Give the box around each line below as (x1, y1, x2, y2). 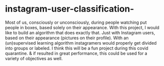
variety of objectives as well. (5, 55, 63, 61)
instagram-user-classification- (5, 3, 135, 15)
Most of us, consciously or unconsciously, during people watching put (5, 19, 147, 25)
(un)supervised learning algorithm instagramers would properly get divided (5, 40, 157, 46)
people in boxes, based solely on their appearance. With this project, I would (5, 24, 160, 30)
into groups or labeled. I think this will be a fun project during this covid (5, 45, 148, 51)
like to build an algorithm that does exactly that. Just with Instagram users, (5, 30, 155, 35)
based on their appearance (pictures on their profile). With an (5, 35, 129, 41)
